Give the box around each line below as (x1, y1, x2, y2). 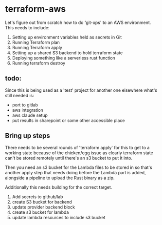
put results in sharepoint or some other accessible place (12, 117, 125, 123)
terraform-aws (5, 3, 66, 15)
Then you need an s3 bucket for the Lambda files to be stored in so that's (5, 164, 152, 170)
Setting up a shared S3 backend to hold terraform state (12, 50, 123, 56)
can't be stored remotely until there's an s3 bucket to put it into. (5, 155, 133, 161)
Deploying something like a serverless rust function (12, 55, 115, 61)
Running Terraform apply (12, 44, 62, 50)
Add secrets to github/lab (12, 194, 63, 200)
